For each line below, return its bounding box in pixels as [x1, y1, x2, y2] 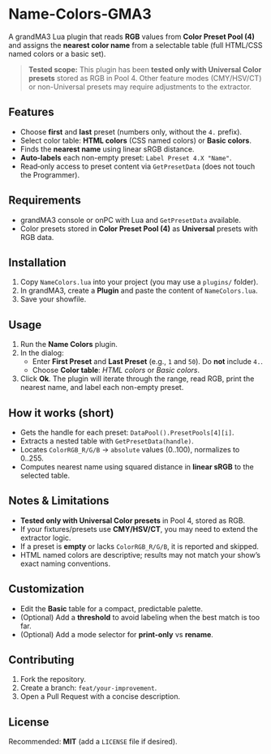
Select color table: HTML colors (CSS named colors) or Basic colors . [19, 135, 252, 145]
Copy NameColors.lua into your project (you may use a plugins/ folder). [19, 277, 259, 287]
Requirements [8, 194, 81, 208]
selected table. [19, 471, 71, 480]
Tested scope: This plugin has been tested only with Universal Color [28, 64, 262, 74]
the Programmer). [19, 169, 80, 179]
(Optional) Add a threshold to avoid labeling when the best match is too [19, 612, 260, 622]
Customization [8, 582, 85, 596]
